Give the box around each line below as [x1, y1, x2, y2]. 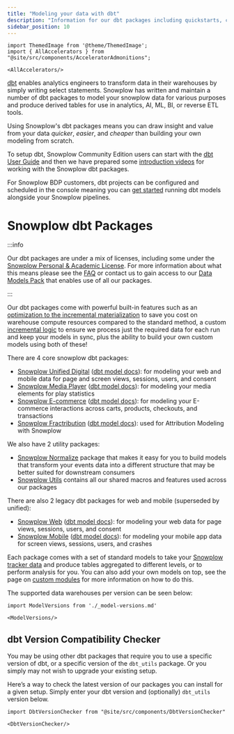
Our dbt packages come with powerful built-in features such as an [7, 304, 198, 312]
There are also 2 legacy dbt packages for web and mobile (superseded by [7, 497, 220, 505]
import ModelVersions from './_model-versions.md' [7, 602, 157, 609]
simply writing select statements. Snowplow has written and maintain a [7, 86, 211, 95]
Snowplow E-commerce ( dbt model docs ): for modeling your [17, 397, 192, 405]
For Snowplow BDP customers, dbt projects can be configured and [7, 178, 199, 187]
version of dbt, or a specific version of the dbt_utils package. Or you [7, 659, 207, 668]
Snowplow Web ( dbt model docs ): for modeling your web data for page [17, 517, 221, 526]
